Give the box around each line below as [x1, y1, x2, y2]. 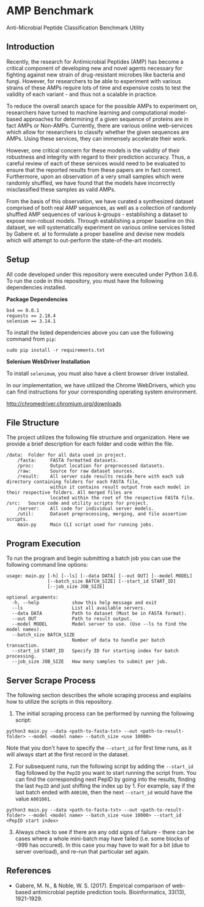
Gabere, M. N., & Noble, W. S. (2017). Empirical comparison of [15, 882, 171, 889]
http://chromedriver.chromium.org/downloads [6, 400, 122, 407]
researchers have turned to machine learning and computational [6, 108, 168, 116]
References [6, 865, 51, 876]
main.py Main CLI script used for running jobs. [17, 521, 155, 528]
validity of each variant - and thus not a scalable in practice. [6, 90, 158, 98]
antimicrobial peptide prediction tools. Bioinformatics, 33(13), [32, 888, 186, 895]
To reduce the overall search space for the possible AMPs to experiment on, [6, 102, 198, 110]
